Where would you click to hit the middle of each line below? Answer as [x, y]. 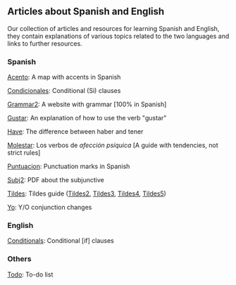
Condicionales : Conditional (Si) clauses [64, 91]
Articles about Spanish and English [86, 12]
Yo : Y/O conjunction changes [50, 208]
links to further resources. [45, 43]
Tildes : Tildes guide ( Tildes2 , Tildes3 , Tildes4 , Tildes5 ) [87, 194]
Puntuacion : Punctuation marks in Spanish [69, 166]
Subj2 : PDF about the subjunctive [56, 180]
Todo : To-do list [30, 274]
